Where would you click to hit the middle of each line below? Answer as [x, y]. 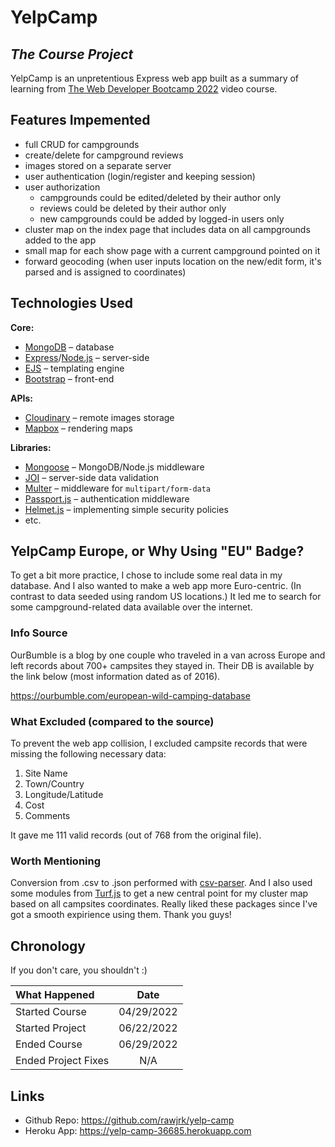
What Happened [55, 995]
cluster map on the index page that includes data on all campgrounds [167, 229]
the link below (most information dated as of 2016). [115, 676]
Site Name [46, 773]
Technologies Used [71, 303]
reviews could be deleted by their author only [133, 208]
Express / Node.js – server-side [87, 357]
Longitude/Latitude [64, 795]
